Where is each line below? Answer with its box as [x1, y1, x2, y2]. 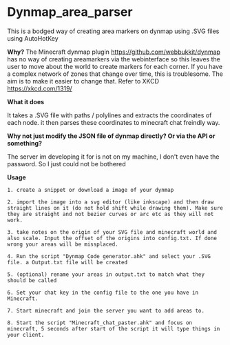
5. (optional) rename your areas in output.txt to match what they [7, 270, 205, 278]
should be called [7, 277, 57, 284]
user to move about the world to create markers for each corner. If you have [7, 62, 222, 70]
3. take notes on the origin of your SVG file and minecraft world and [7, 228, 217, 235]
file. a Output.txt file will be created [7, 259, 128, 266]
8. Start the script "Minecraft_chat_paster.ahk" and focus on [7, 319, 193, 326]
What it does [7, 97, 45, 106]
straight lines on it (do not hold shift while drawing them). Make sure [7, 204, 224, 211]
